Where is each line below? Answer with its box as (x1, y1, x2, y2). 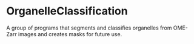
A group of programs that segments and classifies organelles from (6, 24, 172, 31)
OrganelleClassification (6, 4, 129, 18)
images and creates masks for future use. (18, 30, 122, 37)
